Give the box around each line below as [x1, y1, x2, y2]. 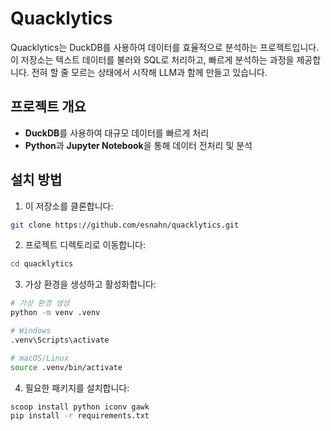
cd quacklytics [10, 259, 74, 269]
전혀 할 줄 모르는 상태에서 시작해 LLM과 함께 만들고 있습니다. [31, 66, 268, 78]
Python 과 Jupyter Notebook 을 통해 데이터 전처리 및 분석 [24, 139, 253, 151]
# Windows [10, 326, 52, 336]
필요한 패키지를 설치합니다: [24, 382, 130, 394]
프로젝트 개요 [10, 98, 87, 116]
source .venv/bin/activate [10, 362, 123, 372]
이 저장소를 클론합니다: [24, 200, 114, 212]
